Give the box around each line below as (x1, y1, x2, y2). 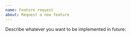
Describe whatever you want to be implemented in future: (5, 26, 126, 32)
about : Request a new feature (5, 12, 70, 17)
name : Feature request (5, 7, 54, 13)
